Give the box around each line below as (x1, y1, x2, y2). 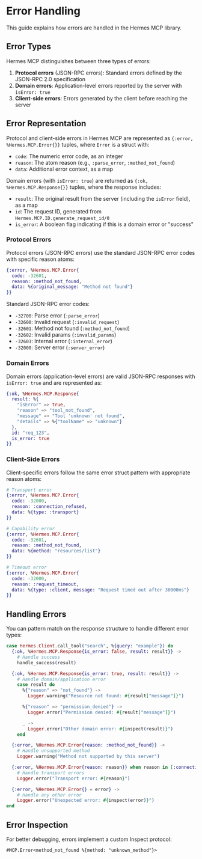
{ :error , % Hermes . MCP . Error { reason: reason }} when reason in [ (11, 765, 174, 771)
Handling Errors (6, 609, 67, 619)
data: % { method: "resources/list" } (11, 548, 101, 554)
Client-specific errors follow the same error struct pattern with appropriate (6, 469, 191, 476)
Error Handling (6, 4, 81, 18)
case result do (17, 682, 55, 688)
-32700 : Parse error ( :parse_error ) (14, 312, 100, 319)
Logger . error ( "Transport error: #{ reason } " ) (17, 775, 130, 781)
